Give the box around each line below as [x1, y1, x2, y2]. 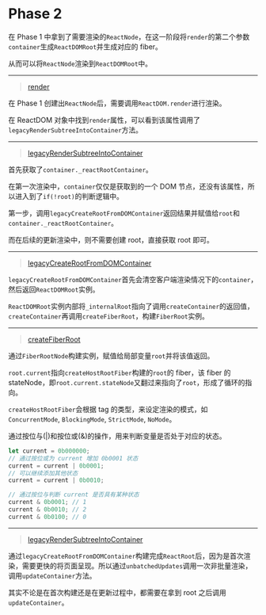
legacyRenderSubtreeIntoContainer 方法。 [8, 124, 143, 135]
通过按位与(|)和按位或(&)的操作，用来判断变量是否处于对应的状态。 [8, 431, 227, 441]
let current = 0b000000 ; [8, 447, 90, 455]
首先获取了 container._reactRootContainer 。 [8, 164, 153, 174]
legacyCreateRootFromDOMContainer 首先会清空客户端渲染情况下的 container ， [8, 274, 258, 284]
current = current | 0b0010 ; [8, 476, 104, 484]
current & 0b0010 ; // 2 [8, 506, 87, 514]
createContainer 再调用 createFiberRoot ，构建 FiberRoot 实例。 [8, 311, 210, 321]
